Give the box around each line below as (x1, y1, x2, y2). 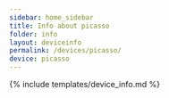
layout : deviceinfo (9, 37, 82, 47)
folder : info (9, 29, 58, 38)
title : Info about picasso (9, 21, 110, 30)
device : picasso (9, 54, 70, 63)
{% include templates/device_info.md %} (9, 79, 161, 89)
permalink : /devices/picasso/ (9, 46, 123, 55)
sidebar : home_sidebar (9, 12, 94, 22)
